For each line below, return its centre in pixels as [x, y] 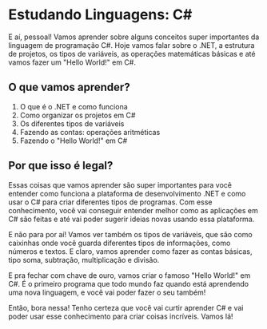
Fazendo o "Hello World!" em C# [74, 141]
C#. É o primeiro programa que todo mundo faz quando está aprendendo [129, 283]
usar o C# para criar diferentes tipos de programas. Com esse [110, 202]
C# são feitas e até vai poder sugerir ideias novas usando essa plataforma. [132, 219]
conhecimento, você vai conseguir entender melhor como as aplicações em [133, 210]
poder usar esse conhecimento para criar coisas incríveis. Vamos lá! [121, 316]
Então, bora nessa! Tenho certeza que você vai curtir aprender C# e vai [126, 307]
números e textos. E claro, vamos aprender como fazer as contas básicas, [130, 251]
